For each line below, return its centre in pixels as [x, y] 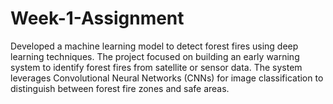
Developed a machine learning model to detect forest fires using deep [154, 46]
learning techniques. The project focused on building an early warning [155, 56]
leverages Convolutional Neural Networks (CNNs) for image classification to [167, 78]
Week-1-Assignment [97, 18]
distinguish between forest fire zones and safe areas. [120, 88]
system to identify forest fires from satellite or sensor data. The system [156, 67]
